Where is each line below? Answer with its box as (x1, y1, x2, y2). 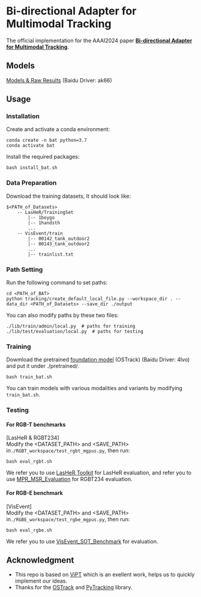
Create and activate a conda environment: (6, 126, 110, 133)
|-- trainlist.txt (28, 251, 74, 257)
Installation (6, 112, 40, 121)
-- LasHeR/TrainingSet (17, 209, 74, 215)
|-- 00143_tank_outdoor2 (28, 240, 90, 247)
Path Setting (6, 265, 43, 274)
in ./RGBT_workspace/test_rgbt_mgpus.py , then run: (6, 447, 130, 455)
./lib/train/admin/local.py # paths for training (6, 323, 136, 329)
